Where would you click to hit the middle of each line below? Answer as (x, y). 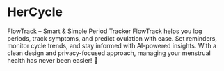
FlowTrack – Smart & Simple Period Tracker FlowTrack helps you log (105, 31)
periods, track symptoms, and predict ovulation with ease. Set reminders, (112, 38)
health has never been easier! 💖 (53, 60)
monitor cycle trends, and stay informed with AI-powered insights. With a (112, 45)
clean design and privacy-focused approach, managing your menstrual (109, 53)
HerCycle (35, 12)
